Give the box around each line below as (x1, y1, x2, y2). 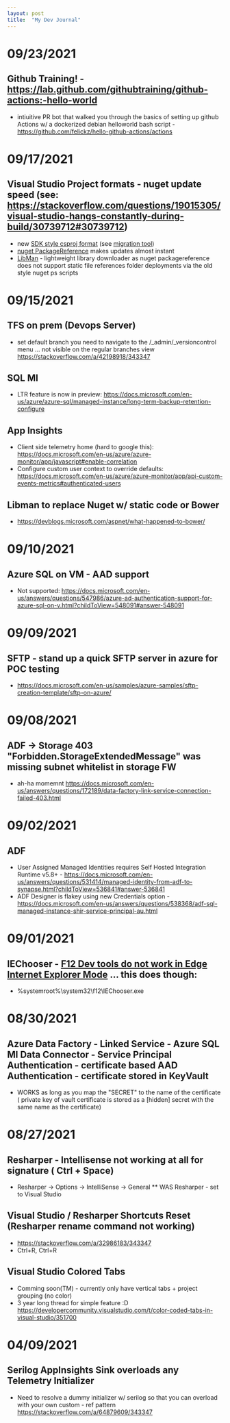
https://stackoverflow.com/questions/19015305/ (7, 200, 221, 212)
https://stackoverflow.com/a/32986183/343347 (16, 1239, 152, 1247)
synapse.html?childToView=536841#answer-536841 (16, 885, 166, 893)
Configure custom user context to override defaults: (16, 465, 164, 473)
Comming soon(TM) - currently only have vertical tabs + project (16, 1284, 198, 1292)
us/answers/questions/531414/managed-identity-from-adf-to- (16, 877, 193, 885)
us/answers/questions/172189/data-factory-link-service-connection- (16, 786, 212, 794)
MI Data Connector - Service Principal (7, 1048, 172, 1060)
